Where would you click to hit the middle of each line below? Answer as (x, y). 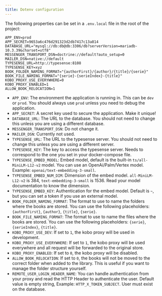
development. (26, 237)
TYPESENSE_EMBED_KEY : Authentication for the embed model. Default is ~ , (83, 191)
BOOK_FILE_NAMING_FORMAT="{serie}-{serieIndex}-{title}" (64, 76)
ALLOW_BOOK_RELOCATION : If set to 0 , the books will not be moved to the (81, 258)
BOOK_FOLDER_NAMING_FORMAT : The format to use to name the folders (78, 201)
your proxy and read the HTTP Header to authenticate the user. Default (83, 278)
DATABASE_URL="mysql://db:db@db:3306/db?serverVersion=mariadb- (71, 46)
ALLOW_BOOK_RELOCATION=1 (30, 89)
